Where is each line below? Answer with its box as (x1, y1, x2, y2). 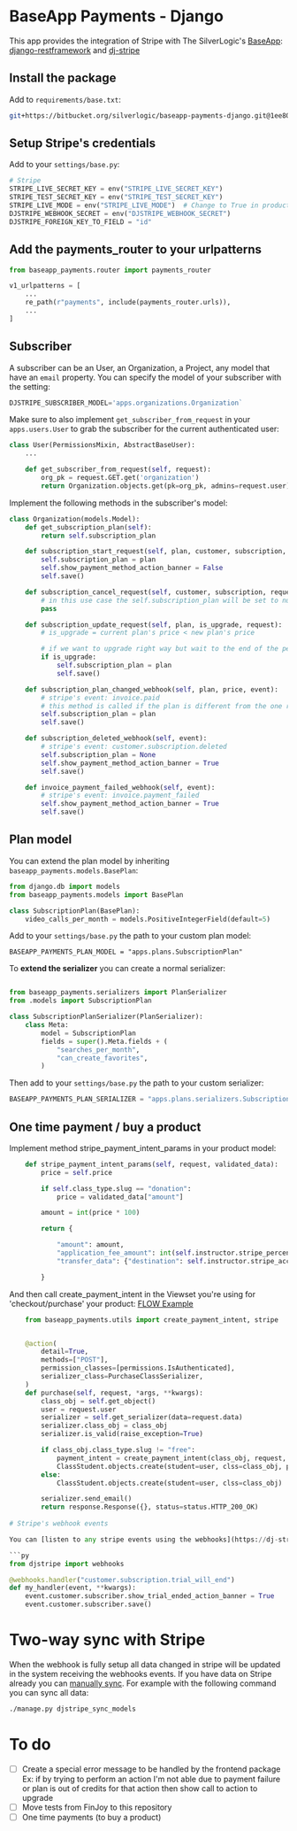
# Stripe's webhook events (9, 1519, 109, 1528)
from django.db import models (9, 882, 121, 891)
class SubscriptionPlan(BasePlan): (9, 906, 141, 915)
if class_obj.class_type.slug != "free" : (41, 1446, 196, 1455)
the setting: (9, 381, 50, 391)
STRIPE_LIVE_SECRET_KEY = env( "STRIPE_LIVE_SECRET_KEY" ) (9, 184, 224, 194)
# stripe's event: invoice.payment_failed (41, 791, 200, 800)
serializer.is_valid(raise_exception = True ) (41, 1430, 203, 1439)
